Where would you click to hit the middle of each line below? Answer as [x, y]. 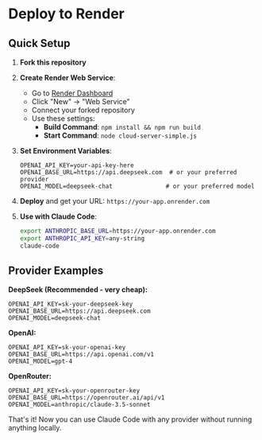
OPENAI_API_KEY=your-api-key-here [77, 165]
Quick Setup [39, 43]
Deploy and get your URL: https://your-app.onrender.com [115, 201]
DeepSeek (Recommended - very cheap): [78, 290]
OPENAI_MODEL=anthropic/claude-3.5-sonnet [79, 405]
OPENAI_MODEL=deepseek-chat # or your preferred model [137, 186]
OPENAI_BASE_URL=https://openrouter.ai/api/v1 [87, 398]
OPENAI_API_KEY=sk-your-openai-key [67, 348]
